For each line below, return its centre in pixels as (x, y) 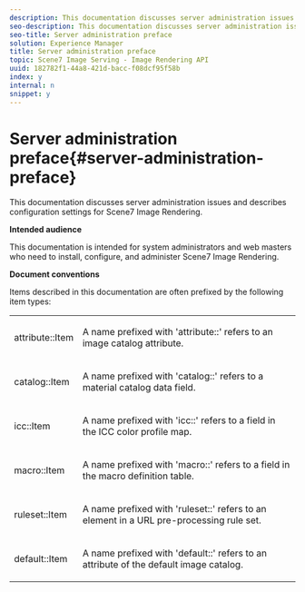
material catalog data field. (139, 388)
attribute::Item (44, 338)
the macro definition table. (138, 476)
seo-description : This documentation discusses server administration (146, 26)
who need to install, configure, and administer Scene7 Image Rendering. (144, 257)
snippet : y (30, 94)
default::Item (41, 559)
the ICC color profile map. (137, 432)
